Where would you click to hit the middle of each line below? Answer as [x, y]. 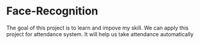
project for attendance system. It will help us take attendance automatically [100, 34]
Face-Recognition [52, 11]
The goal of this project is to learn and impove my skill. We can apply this [98, 28]
